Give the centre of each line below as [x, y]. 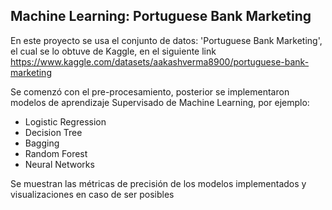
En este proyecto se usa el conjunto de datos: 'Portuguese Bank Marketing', [166, 40]
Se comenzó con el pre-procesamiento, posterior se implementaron [150, 91]
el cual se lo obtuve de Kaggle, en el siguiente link [113, 51]
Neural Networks [59, 164]
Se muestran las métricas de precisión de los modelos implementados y [158, 183]
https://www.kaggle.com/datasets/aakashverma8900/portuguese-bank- [160, 61]
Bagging [42, 143]
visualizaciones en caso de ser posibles [92, 194]
